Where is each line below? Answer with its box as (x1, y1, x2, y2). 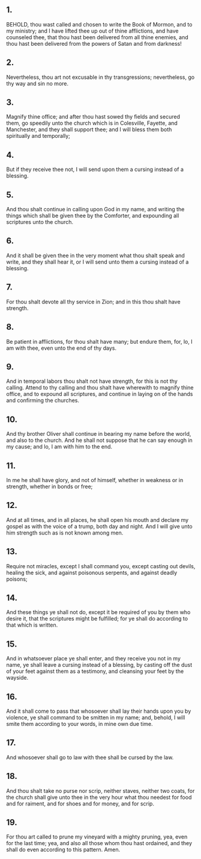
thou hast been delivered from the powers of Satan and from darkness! (6, 40, 182, 47)
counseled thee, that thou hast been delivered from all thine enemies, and (6, 33, 189, 41)
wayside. (6, 674, 29, 681)
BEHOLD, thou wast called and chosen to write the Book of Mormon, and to (6, 20, 193, 28)
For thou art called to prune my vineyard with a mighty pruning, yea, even (6, 833, 188, 840)
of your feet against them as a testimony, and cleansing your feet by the (6, 668, 184, 675)
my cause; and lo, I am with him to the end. (6, 443, 113, 450)
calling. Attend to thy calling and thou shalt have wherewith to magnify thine (6, 384, 194, 391)
